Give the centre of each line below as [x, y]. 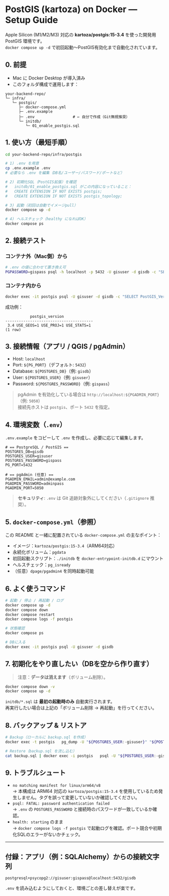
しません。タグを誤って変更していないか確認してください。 [78, 797]
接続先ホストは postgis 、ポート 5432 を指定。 [65, 407]
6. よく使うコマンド [36, 588]
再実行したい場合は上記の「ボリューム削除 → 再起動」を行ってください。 [81, 708]
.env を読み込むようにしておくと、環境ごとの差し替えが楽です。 [72, 888]
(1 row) [13, 329]
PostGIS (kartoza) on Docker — [71, 9]
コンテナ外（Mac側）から [36, 256]
